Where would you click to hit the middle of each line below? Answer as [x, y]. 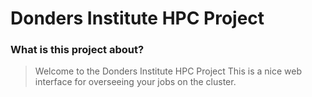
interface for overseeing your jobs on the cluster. [135, 82]
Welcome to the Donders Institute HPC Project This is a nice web [168, 71]
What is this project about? [77, 50]
